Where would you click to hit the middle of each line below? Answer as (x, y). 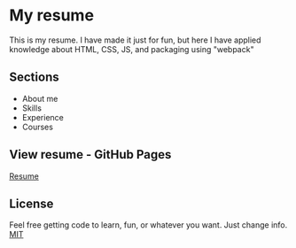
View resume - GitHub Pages (90, 155)
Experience (43, 117)
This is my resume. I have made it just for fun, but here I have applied (135, 40)
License (31, 203)
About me (40, 98)
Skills (32, 108)
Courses (37, 127)
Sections (34, 77)
